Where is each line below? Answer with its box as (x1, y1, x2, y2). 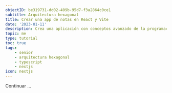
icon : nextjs (5, 69, 33, 74)
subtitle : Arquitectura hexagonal (5, 12, 79, 17)
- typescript (14, 59, 42, 65)
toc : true (5, 41, 27, 46)
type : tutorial (5, 36, 38, 41)
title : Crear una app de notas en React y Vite (5, 17, 109, 22)
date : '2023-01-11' (5, 21, 47, 27)
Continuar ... (5, 83, 32, 89)
